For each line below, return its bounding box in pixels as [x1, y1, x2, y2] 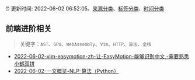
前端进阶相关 [5, 24, 52, 34]
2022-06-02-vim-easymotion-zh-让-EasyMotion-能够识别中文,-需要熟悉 [13, 53, 189, 60]
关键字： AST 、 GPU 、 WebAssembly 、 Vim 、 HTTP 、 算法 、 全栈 [19, 40, 152, 47]
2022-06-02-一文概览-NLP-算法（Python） [13, 67, 119, 74]
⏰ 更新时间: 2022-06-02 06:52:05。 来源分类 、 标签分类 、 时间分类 [5, 5, 165, 12]
